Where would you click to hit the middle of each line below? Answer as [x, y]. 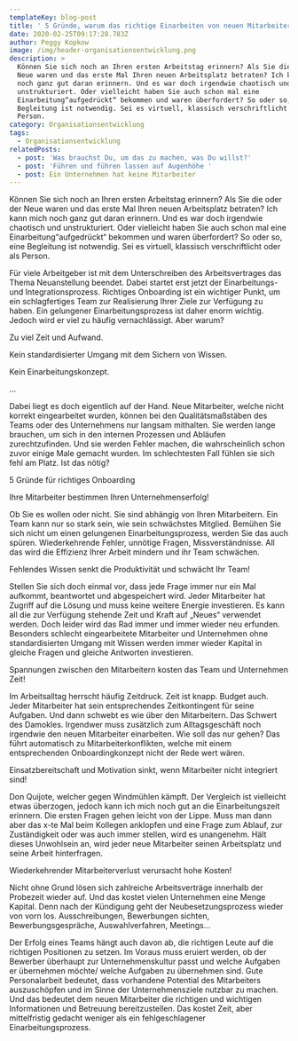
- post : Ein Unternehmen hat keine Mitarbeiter [107, 174]
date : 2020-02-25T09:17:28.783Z [69, 34]
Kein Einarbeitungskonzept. [59, 372]
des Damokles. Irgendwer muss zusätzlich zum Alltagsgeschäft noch [135, 725]
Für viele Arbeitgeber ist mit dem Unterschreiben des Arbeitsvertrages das [145, 273]
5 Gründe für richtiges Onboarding [72, 480]
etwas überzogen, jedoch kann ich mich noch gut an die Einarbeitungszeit [145, 806]
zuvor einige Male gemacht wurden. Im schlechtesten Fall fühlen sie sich [142, 453]
